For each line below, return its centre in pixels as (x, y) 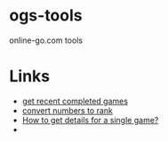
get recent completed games (75, 101)
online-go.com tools (46, 40)
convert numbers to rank (68, 110)
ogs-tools (46, 16)
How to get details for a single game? (90, 120)
